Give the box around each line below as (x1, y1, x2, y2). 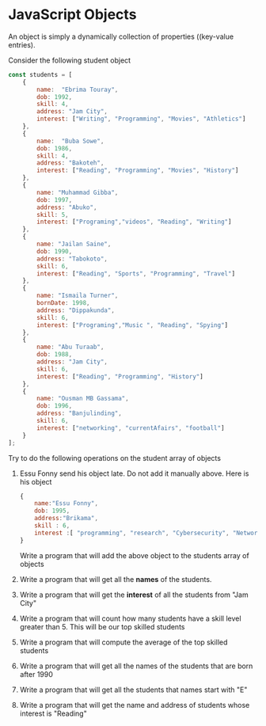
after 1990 (19, 669, 54, 678)
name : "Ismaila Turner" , (36, 291, 119, 300)
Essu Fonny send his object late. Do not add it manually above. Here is (19, 469, 249, 478)
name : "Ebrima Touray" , (36, 86, 119, 93)
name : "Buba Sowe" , (36, 137, 104, 145)
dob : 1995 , (34, 507, 70, 515)
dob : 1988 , (36, 351, 73, 359)
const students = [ (8, 70, 73, 78)
